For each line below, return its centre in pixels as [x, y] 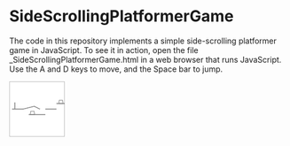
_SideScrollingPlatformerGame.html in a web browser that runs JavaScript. [145, 59]
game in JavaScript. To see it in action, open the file [104, 50]
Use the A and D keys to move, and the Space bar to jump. [116, 69]
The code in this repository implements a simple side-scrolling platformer [143, 41]
